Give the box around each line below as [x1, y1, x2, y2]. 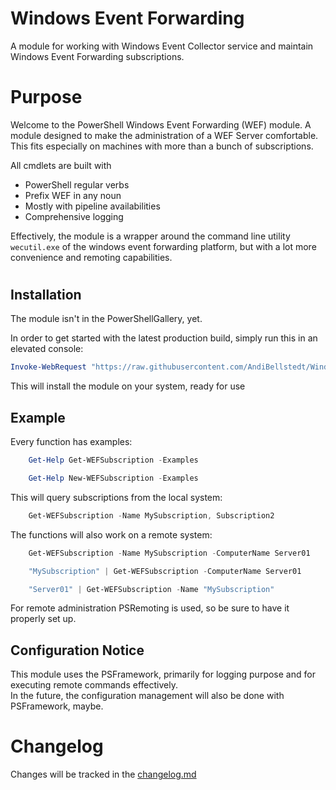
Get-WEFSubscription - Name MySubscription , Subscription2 [28, 510, 275, 521]
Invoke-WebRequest [10, 362, 87, 372]
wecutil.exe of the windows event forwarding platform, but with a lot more [10, 240, 317, 252]
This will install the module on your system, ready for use [10, 380, 246, 392]
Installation [10, 287, 82, 304]
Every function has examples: [10, 436, 133, 448]
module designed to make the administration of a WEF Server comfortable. [10, 129, 319, 141]
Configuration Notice [10, 642, 145, 659]
